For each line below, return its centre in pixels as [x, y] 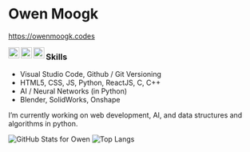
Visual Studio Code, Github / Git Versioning [91, 74]
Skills [57, 57]
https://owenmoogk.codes [52, 36]
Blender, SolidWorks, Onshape [70, 100]
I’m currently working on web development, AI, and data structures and [125, 115]
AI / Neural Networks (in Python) [73, 91]
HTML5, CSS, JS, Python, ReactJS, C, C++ [90, 83]
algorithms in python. [43, 124]
